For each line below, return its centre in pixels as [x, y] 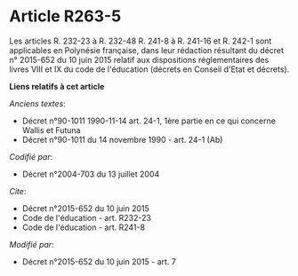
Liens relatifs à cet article [57, 86]
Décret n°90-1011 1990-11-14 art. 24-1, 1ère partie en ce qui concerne [149, 121]
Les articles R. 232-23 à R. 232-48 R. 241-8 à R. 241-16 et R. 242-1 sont [141, 41]
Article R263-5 [65, 16]
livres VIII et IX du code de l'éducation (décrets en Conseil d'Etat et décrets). [149, 69]
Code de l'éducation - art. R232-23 [86, 217]
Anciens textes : [38, 103]
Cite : [18, 191]
